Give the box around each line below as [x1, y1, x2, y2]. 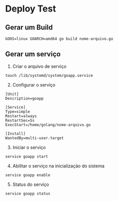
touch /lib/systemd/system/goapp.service [5, 73, 93, 78]
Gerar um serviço [5, 50, 61, 58]
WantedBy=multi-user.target [5, 135, 64, 141]
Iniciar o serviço [12, 144, 46, 150]
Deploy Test [5, 3, 56, 15]
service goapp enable [5, 172, 51, 177]
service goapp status [5, 191, 51, 196]
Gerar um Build [5, 23, 53, 32]
